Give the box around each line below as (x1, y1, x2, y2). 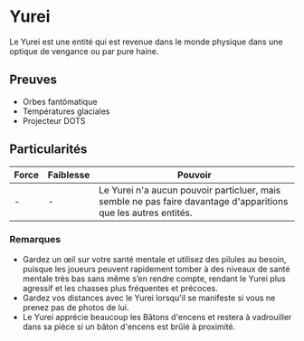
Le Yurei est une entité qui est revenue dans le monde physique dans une (9, 36, 283, 47)
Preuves (9, 72, 57, 88)
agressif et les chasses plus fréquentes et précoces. (22, 282, 219, 293)
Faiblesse (47, 168, 90, 181)
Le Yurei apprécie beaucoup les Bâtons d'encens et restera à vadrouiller (22, 311, 292, 322)
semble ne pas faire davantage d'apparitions (98, 194, 289, 207)
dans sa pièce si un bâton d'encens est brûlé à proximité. (22, 321, 236, 332)
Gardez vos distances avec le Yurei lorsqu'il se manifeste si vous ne (22, 292, 276, 303)
